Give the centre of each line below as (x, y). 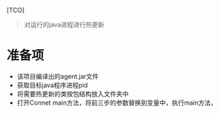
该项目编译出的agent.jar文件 (58, 76)
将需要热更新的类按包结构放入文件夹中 (73, 93)
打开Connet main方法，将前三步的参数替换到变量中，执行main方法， (117, 102)
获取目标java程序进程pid (52, 85)
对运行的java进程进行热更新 (64, 25)
